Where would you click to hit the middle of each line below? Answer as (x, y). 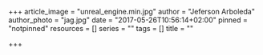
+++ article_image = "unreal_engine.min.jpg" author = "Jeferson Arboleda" (131, 12)
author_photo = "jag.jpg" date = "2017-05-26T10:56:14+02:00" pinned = (128, 20)
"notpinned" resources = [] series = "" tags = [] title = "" (101, 28)
